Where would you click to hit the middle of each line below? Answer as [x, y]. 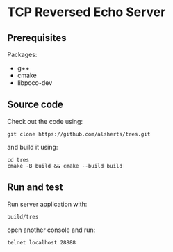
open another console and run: [51, 230]
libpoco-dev [35, 83]
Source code [35, 105]
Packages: [22, 54]
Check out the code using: [45, 121]
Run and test [35, 188]
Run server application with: [47, 204]
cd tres [18, 160]
